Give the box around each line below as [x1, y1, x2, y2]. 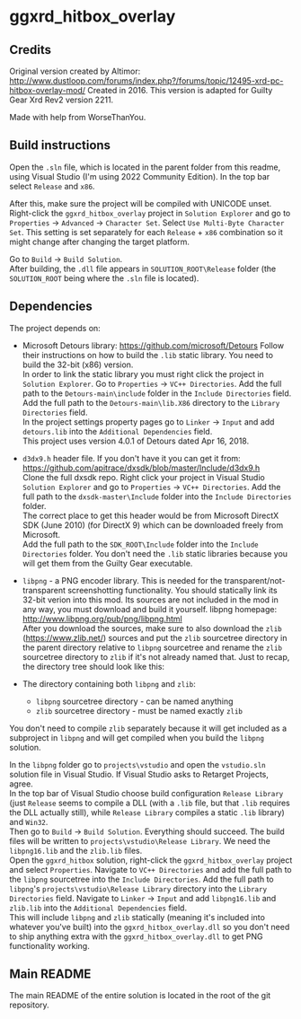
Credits [9, 42, 52, 57]
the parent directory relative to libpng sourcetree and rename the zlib [22, 642, 283, 653]
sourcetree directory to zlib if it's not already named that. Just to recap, [22, 651, 290, 662]
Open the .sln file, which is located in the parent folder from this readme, [9, 162, 281, 172]
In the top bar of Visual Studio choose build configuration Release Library [9, 787, 284, 798]
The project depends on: [9, 322, 101, 333]
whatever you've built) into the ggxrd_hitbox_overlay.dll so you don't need [9, 921, 290, 932]
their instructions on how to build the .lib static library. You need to [22, 349, 274, 360]
